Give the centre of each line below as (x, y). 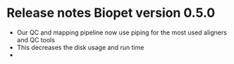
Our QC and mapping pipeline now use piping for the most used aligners (122, 32)
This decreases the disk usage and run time (80, 47)
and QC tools (36, 39)
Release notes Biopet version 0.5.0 (111, 13)
